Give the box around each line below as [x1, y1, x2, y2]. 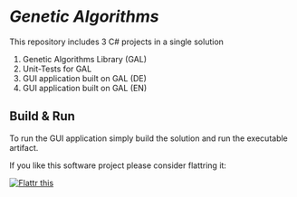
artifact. [9, 142, 39, 153]
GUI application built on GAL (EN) [22, 82, 148, 93]
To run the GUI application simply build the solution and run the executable [9, 133, 288, 144]
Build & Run [9, 108, 75, 124]
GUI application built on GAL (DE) [22, 72, 148, 83]
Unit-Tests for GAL [22, 63, 92, 74]
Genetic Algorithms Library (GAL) [22, 53, 148, 64]
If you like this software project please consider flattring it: [9, 160, 226, 171]
